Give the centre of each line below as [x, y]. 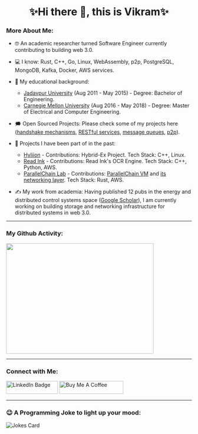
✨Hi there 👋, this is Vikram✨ [99, 12]
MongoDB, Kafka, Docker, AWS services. [65, 70]
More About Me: [30, 31]
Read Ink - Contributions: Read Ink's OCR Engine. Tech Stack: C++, [105, 161]
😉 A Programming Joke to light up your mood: [74, 413]
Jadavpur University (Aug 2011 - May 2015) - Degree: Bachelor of [103, 93]
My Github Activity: [35, 234]
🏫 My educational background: [52, 82]
